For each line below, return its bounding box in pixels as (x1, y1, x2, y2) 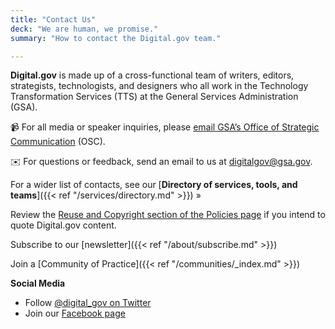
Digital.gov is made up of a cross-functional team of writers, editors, (10, 69, 295, 81)
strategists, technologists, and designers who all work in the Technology (10, 80, 309, 92)
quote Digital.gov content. (10, 219, 117, 231)
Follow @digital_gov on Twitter (24, 297, 152, 309)
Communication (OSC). (10, 136, 106, 148)
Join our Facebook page (24, 307, 126, 320)
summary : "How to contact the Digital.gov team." (10, 33, 222, 43)
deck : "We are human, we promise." (10, 24, 159, 34)
